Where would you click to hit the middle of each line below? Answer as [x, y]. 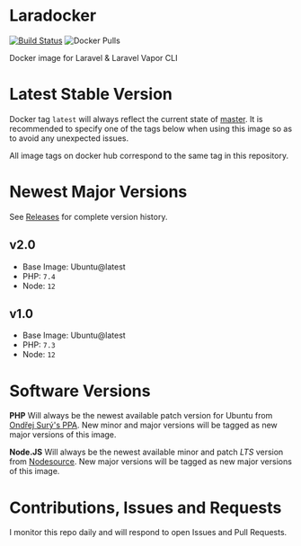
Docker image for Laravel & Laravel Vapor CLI [93, 57]
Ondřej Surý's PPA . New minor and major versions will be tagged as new [144, 425]
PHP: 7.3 [39, 345]
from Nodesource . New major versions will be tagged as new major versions [150, 462]
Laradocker [53, 16]
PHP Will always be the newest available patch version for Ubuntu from [141, 416]
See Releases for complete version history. [89, 216]
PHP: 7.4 [39, 276]
